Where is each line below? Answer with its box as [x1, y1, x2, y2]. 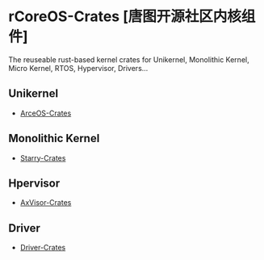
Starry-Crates [19, 153, 66, 162]
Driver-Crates [19, 243, 66, 253]
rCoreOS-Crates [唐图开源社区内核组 [8, 7, 256, 26]
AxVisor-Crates [19, 198, 72, 208]
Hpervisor [8, 176, 61, 190]
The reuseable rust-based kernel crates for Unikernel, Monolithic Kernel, [8, 54, 249, 65]
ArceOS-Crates [19, 108, 72, 118]
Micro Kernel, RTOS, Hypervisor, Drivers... [8, 63, 149, 73]
